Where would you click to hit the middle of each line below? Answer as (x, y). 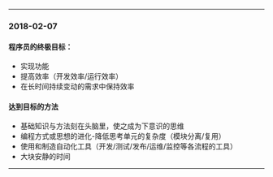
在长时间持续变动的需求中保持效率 (77, 87)
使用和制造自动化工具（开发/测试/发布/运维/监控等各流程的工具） (128, 146)
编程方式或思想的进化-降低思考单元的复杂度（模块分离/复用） (123, 136)
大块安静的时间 (45, 157)
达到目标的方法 (33, 106)
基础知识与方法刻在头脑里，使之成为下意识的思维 (102, 126)
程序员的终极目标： (41, 46)
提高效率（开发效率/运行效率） (71, 76)
